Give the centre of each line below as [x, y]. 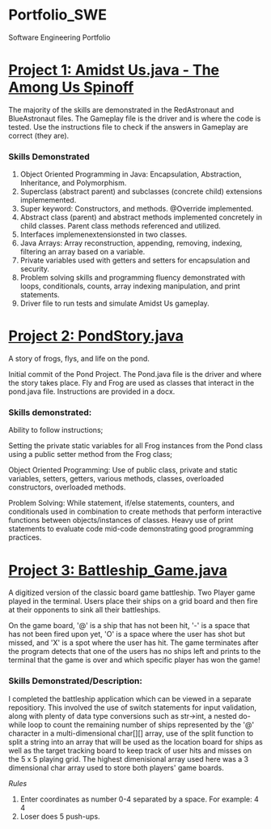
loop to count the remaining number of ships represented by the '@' [141, 724]
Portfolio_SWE [58, 15]
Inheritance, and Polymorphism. [73, 183]
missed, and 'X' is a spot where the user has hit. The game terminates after [133, 643]
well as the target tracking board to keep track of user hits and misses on [130, 750]
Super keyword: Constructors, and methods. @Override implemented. [137, 209]
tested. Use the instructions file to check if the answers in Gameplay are [128, 126]
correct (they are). [39, 135]
